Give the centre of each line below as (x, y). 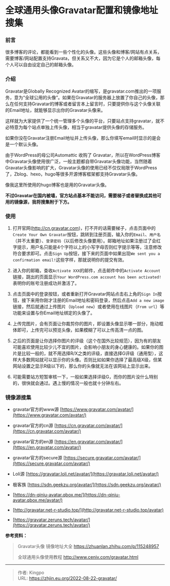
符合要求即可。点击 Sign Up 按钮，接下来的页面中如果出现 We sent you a (86, 254)
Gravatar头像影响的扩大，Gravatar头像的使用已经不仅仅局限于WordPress (81, 168)
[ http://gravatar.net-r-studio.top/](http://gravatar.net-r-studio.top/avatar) (88, 510)
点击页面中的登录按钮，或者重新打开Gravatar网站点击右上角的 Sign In (85, 294)
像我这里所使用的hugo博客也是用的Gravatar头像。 (57, 185)
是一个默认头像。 (23, 144)
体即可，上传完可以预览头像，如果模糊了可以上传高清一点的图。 (79, 330)
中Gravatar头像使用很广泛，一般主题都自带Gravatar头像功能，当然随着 (79, 161)
